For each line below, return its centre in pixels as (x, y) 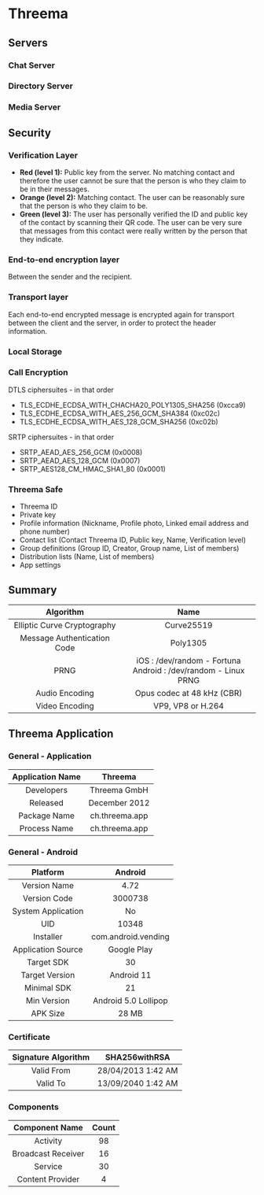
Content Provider (48, 1179)
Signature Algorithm (51, 1057)
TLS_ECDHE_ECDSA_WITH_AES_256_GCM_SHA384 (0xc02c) (120, 413)
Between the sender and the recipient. (70, 277)
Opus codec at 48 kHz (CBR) (189, 693)
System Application (48, 911)
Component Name (48, 1127)
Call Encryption (38, 372)
